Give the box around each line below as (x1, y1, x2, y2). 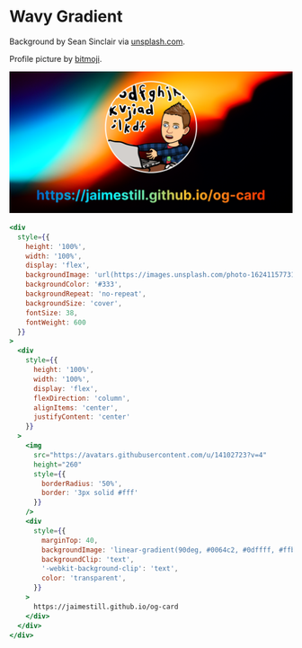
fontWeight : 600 (25, 317, 87, 327)
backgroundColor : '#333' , (25, 280, 123, 289)
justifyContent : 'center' (32, 413, 130, 422)
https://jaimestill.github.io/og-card (32, 602, 179, 611)
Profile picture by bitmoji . (9, 53, 102, 64)
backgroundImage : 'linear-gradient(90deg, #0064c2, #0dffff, (41, 546, 276, 555)
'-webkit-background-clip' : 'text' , (41, 564, 179, 573)
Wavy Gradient (9, 6, 123, 27)
